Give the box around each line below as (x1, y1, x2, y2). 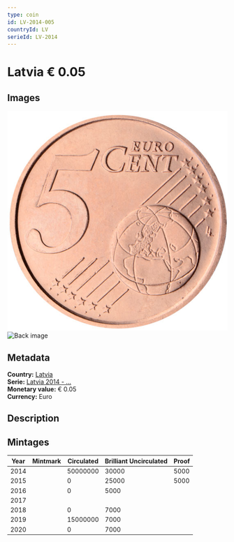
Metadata (7, 352, 50, 363)
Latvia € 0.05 (7, 64, 86, 80)
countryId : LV (7, 26, 49, 33)
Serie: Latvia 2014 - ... (7, 377, 72, 386)
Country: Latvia (7, 370, 54, 379)
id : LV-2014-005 (7, 18, 54, 26)
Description (7, 412, 59, 425)
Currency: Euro (7, 393, 52, 401)
